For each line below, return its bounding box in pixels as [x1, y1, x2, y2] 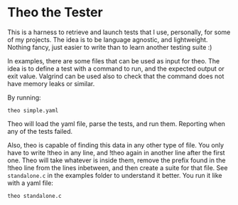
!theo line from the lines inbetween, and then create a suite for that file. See [7, 163, 228, 172]
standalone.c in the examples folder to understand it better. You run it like [7, 171, 222, 179]
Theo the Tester [7, 4, 103, 21]
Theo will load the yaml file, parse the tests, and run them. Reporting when [7, 119, 226, 128]
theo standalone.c [7, 192, 62, 199]
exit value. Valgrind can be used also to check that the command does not [7, 72, 225, 80]
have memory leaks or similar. [7, 79, 95, 88]
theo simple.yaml [7, 107, 59, 114]
